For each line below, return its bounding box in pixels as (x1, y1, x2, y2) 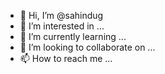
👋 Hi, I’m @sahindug (19, 10, 104, 21)
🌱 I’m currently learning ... (19, 31, 127, 42)
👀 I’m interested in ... (19, 20, 105, 32)
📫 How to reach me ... (19, 53, 113, 64)
